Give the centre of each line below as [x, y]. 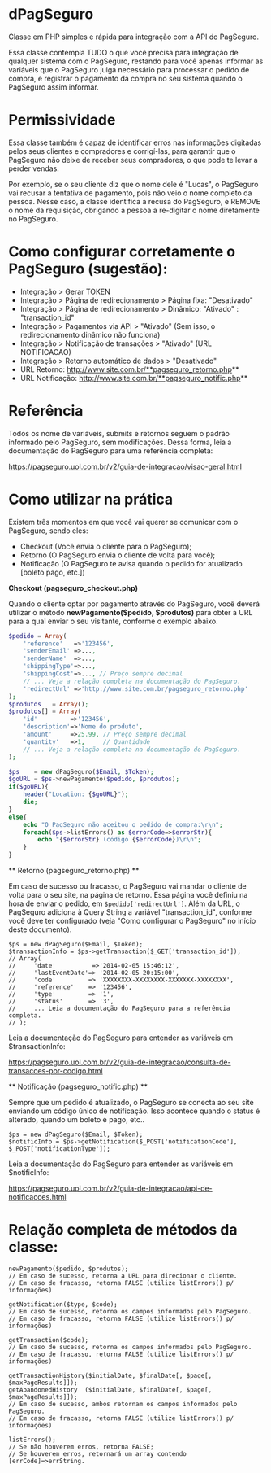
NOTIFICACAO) [45, 352]
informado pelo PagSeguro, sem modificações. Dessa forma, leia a [120, 442]
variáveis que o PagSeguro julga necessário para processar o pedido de [129, 69]
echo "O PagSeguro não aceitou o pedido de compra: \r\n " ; [123, 824]
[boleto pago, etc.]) [52, 572]
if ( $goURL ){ [28, 787]
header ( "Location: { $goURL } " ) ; [76, 794]
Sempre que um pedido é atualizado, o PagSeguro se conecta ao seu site [131, 1103]
